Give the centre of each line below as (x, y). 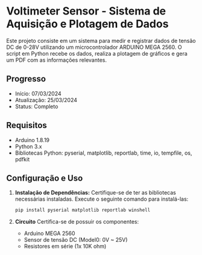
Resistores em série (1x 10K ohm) (65, 247)
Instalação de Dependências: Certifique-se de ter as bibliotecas (95, 193)
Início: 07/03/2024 (38, 93)
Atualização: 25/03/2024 (46, 100)
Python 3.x (28, 146)
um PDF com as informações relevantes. (57, 60)
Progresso (26, 79)
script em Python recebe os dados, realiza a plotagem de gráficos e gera (97, 53)
